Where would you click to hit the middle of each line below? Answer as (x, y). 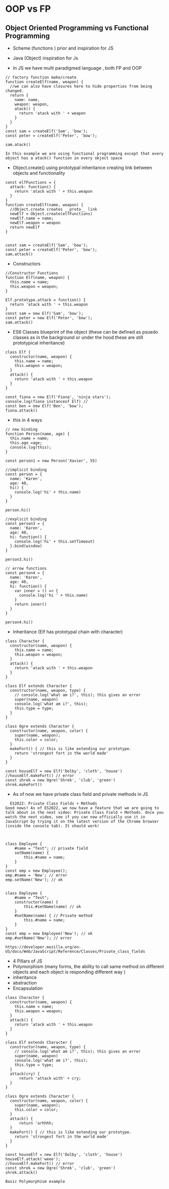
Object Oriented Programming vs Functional (77, 28)
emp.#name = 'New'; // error (36, 875)
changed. (15, 91)
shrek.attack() (22, 1173)
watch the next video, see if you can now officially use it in (75, 817)
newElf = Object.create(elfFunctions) (51, 214)
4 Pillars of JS (27, 961)
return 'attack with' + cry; (50, 1078)
